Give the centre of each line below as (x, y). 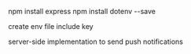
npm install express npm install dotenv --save (82, 11)
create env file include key (51, 26)
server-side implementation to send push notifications (95, 41)
